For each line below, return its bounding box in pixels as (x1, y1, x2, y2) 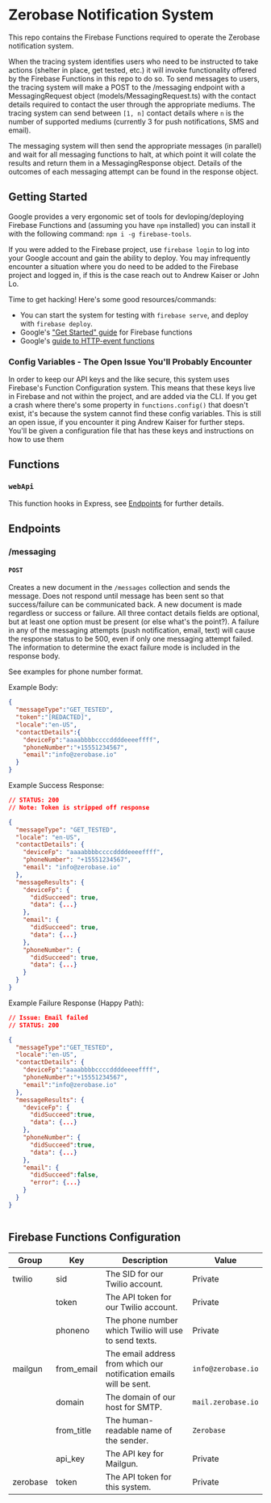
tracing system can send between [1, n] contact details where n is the (8, 107, 244, 118)
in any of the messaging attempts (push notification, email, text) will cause (8, 625, 256, 635)
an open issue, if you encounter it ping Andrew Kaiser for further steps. (8, 418, 245, 427)
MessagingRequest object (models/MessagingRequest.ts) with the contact (8, 91, 256, 100)
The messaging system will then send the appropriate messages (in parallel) (8, 141, 262, 150)
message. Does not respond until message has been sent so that (8, 592, 224, 601)
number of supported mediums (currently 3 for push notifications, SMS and (8, 116, 260, 126)
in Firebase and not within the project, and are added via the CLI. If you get (8, 392, 257, 402)
